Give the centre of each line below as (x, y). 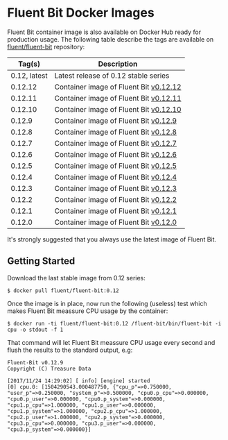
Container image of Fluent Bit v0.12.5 (116, 166)
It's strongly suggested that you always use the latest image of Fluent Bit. (112, 239)
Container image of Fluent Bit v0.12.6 (116, 154)
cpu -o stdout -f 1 (35, 330)
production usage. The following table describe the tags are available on (111, 39)
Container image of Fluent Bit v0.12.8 (116, 132)
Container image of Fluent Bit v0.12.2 (116, 199)
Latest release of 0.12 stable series (112, 76)
